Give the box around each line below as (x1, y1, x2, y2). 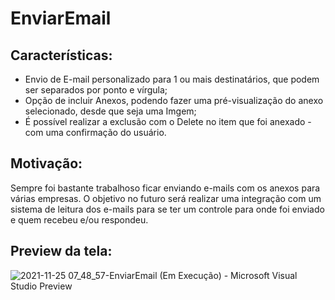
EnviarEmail (10, 7, 112, 30)
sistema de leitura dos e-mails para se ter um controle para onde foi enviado (10, 203, 325, 215)
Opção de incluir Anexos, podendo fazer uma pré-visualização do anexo (24, 95, 324, 106)
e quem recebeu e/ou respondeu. (10, 213, 149, 226)
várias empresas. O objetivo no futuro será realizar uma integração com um (10, 192, 322, 204)
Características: (10, 47, 113, 64)
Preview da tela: (10, 243, 113, 260)
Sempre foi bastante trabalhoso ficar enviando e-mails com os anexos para (10, 182, 321, 194)
